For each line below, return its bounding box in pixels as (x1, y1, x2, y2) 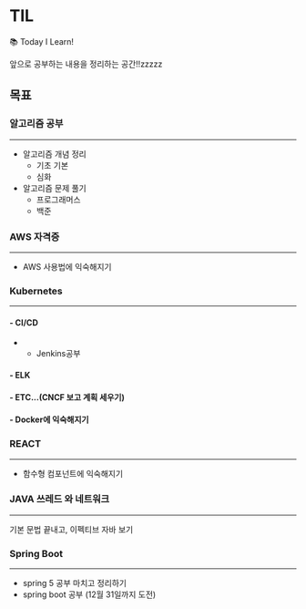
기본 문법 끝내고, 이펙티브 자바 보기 (9, 523, 134, 534)
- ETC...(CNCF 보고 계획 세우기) (9, 391, 125, 402)
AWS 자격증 (9, 230, 60, 243)
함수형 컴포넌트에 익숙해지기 (22, 468, 124, 479)
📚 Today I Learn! (9, 36, 75, 46)
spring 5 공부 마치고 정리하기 (22, 578, 127, 589)
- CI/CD (9, 316, 39, 328)
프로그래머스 (36, 193, 81, 205)
